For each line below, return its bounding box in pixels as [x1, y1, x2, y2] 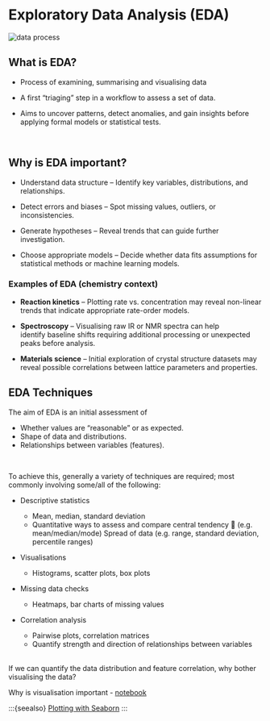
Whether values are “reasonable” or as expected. [19, 423, 184, 432]
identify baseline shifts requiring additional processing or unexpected [19, 329, 251, 340]
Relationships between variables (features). [19, 440, 165, 449]
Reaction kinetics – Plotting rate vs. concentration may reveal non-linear [19, 297, 262, 306]
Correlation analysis [19, 615, 87, 624]
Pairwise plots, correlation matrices [31, 631, 150, 640]
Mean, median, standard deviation [31, 511, 146, 521]
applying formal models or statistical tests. [19, 117, 161, 127]
